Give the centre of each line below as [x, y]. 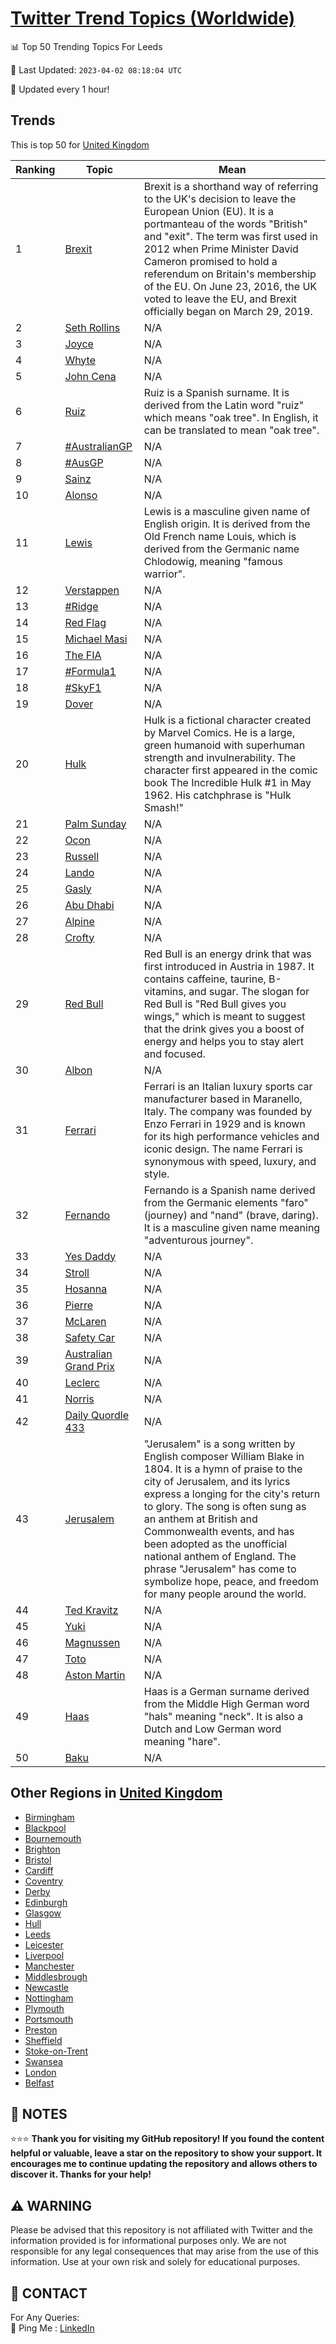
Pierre [79, 1305]
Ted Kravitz [91, 1610]
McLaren [85, 1321]
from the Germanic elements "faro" [226, 1202]
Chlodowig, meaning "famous [213, 561]
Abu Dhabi [89, 905]
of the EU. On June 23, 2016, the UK [230, 286]
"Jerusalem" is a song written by [219, 1444]
